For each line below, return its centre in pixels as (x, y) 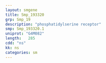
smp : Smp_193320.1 (25, 29)
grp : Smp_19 (18, 19)
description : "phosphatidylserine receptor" (53, 24)
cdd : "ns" (16, 43)
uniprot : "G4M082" (25, 34)
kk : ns (12, 48)
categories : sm (21, 52)
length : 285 (20, 39)
